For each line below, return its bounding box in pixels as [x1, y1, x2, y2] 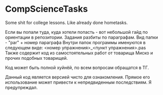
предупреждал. [5, 84, 38, 90]
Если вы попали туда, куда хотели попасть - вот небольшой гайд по [5, 29, 148, 35]
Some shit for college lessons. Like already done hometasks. [5, 20, 128, 25]
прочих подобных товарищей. [5, 55, 68, 61]
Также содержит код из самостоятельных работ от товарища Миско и [5, 50, 153, 56]
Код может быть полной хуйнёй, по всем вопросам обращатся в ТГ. [5, 65, 149, 71]
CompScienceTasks [5, 3, 88, 15]
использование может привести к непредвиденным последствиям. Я [5, 79, 152, 85]
